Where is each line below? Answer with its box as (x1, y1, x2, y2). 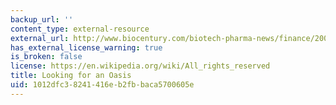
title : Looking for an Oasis (10, 71, 132, 81)
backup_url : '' (10, 14, 74, 25)
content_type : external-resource (10, 24, 150, 34)
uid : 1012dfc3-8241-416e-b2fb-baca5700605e (10, 80, 195, 90)
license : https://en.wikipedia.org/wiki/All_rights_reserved (10, 61, 271, 71)
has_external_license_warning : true (10, 42, 163, 53)
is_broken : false (10, 52, 83, 62)
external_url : (10, 33, 70, 43)
